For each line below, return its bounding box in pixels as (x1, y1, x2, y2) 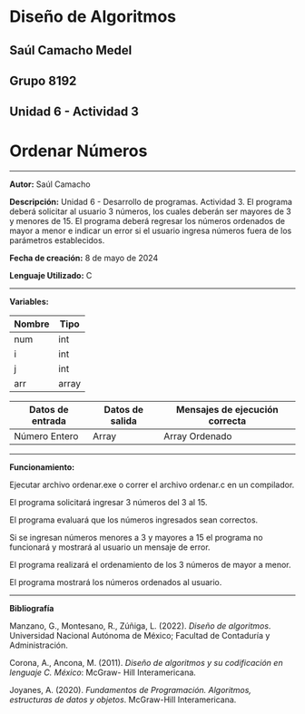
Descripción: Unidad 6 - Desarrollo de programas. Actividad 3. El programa (9, 197, 293, 208)
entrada (31, 415, 66, 427)
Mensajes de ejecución (175, 404, 279, 416)
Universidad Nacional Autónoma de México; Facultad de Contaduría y (9, 631, 271, 641)
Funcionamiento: (9, 462, 75, 473)
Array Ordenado (162, 430, 232, 443)
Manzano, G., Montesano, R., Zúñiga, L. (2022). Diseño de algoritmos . (9, 621, 271, 631)
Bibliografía (9, 603, 54, 614)
